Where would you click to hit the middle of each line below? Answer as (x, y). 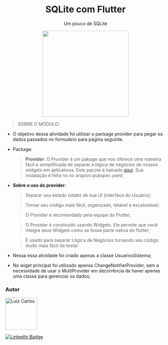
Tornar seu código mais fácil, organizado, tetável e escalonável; (92, 205)
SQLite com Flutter (86, 9)
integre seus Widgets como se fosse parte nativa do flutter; (88, 230)
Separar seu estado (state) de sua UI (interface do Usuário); (88, 195)
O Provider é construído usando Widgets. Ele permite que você (91, 225)
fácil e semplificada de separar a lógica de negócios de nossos (92, 164)
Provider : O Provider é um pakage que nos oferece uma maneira (93, 159)
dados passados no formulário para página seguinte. (68, 139)
